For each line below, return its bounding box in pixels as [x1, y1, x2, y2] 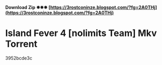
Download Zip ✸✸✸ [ [5, 5, 51, 10]
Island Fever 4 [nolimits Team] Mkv [5, 27, 157, 39]
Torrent [5, 38, 38, 50]
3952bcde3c [5, 55, 33, 61]
